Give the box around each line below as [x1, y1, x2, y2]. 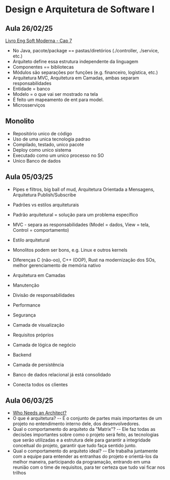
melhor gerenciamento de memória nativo [12, 262, 101, 268]
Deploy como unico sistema [12, 147, 71, 153]
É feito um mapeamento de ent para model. [12, 96, 104, 103]
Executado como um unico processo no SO [12, 152, 104, 158]
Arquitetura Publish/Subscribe [12, 191, 77, 198]
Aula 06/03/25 [5, 396, 54, 405]
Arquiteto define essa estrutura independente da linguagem [12, 58, 139, 65]
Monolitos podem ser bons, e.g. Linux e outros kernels [12, 247, 128, 253]
